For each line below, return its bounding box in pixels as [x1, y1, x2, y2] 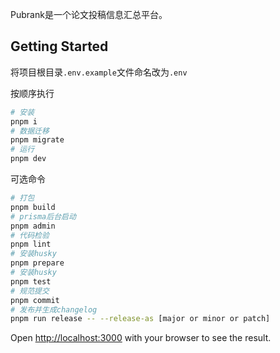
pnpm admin [10, 221, 56, 231]
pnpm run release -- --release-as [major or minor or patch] [10, 314, 271, 324]
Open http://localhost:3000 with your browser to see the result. [10, 332, 272, 344]
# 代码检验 [10, 230, 50, 240]
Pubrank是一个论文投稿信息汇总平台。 [10, 9, 168, 20]
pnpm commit [10, 295, 60, 305]
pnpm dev [10, 154, 47, 164]
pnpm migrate [10, 135, 65, 145]
